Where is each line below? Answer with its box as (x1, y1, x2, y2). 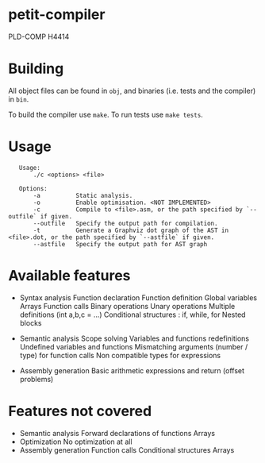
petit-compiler (8, 6, 106, 24)
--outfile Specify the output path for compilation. (33, 219, 218, 227)
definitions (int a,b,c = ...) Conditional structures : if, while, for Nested (19, 310, 246, 319)
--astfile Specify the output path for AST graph (33, 240, 208, 248)
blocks (19, 318, 42, 327)
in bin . (8, 94, 29, 104)
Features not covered (8, 402, 152, 420)
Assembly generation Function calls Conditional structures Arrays (19, 445, 235, 454)
